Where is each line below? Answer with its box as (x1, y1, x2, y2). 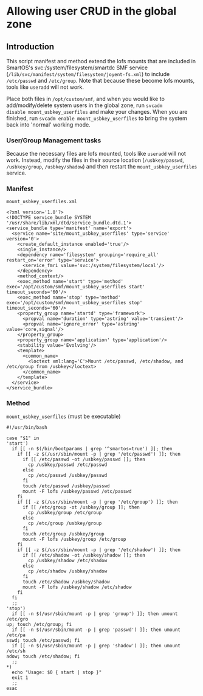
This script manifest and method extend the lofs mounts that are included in (6, 58, 196, 64)
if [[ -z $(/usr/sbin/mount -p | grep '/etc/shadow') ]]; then (17, 546, 181, 553)
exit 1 (12, 674, 29, 681)
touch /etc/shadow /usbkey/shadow (22, 579, 111, 585)
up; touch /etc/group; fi (6, 621, 72, 627)
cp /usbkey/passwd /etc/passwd (28, 461, 108, 468)
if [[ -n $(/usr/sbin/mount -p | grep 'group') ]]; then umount (12, 610, 178, 617)
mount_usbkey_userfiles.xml (6, 198, 78, 204)
